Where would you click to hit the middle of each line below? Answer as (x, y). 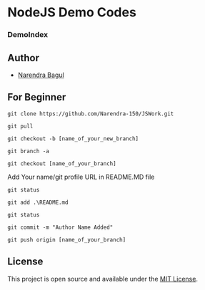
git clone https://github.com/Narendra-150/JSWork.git (91, 114)
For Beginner (37, 97)
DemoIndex (28, 35)
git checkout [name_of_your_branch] (62, 164)
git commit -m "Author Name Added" (60, 227)
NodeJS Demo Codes (72, 12)
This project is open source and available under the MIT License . (103, 279)
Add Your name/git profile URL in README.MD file (81, 177)
